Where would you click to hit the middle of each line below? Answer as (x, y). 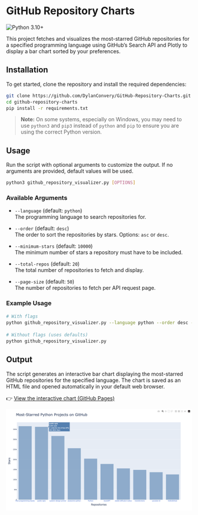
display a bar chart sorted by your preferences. (63, 51)
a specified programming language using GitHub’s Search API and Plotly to (97, 45)
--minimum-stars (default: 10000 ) (54, 246)
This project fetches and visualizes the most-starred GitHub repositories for (98, 38)
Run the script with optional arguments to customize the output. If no (90, 165)
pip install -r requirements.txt (47, 108)
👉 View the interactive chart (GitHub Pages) (60, 398)
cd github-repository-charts (42, 102)
